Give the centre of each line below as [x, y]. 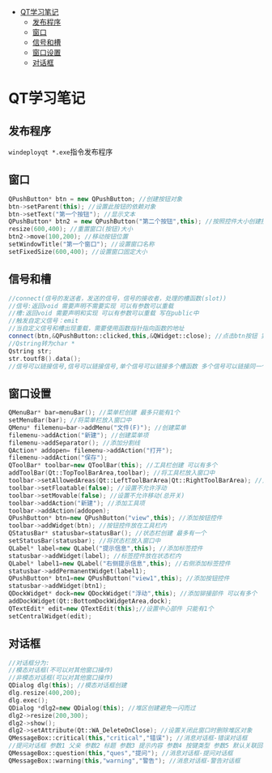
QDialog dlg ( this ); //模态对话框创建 [68, 685]
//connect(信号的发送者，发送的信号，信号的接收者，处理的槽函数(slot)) [117, 298]
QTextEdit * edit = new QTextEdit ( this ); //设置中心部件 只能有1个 [111, 608]
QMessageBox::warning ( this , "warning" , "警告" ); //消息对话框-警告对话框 [124, 761]
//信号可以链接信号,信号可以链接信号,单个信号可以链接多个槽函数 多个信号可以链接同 [132, 366]
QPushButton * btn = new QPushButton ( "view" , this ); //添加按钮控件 [115, 518]
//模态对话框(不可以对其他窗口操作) [61, 670]
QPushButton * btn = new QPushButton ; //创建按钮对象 [96, 199]
